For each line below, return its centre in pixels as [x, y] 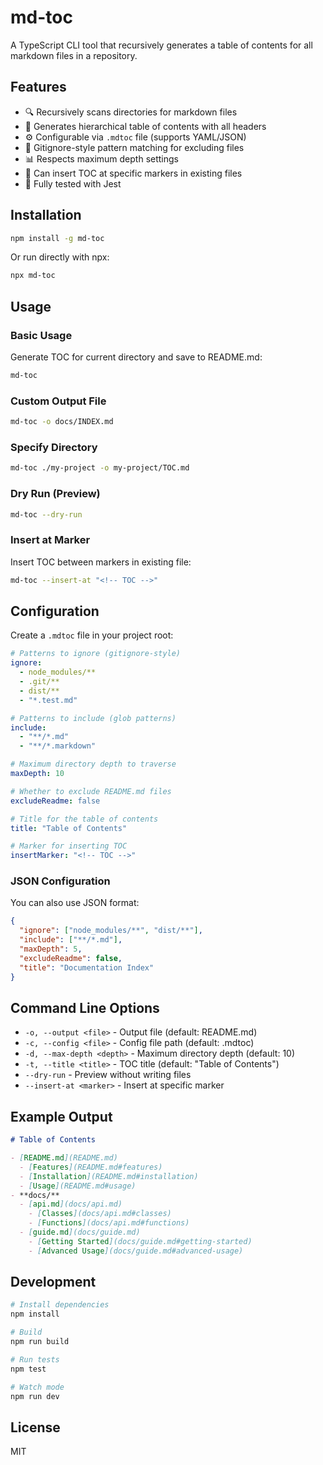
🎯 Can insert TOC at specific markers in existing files [133, 173]
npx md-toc [33, 276]
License [35, 1427]
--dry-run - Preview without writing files [108, 1075]
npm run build [40, 1342]
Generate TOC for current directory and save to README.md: [136, 357]
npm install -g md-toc [57, 238]
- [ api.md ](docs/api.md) [71, 1204]
